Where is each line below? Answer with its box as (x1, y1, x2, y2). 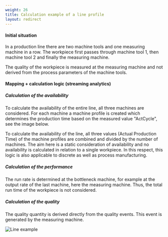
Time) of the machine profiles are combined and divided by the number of (5, 136, 158, 142)
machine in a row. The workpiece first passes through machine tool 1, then (5, 49, 159, 55)
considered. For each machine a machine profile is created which (5, 110, 140, 116)
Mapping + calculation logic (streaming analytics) (5, 81, 111, 87)
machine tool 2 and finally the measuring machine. (5, 54, 110, 60)
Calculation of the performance (5, 164, 73, 170)
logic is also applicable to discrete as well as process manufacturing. (5, 152, 147, 159)
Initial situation (5, 32, 37, 38)
